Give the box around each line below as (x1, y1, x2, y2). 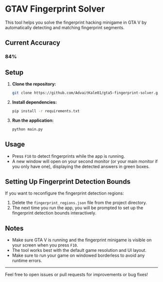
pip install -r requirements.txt (12, 108, 80, 114)
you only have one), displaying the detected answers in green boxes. (12, 164, 150, 169)
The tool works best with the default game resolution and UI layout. (12, 248, 147, 253)
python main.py (12, 127, 43, 132)
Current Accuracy (5, 39, 61, 47)
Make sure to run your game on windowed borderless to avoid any (12, 252, 145, 258)
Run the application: (12, 117, 54, 123)
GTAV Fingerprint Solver (5, 3, 105, 15)
